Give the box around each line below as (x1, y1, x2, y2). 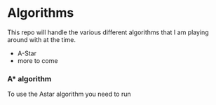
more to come (17, 56, 58, 64)
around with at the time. (7, 35, 76, 43)
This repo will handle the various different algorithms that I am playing (7, 28, 209, 36)
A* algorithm (7, 73, 52, 83)
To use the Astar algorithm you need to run (7, 90, 131, 99)
